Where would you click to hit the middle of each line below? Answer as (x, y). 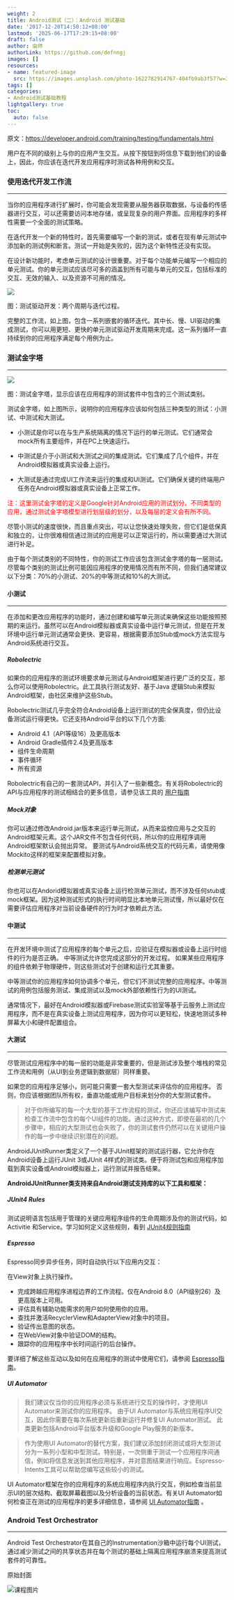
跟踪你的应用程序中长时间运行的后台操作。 (78, 1343)
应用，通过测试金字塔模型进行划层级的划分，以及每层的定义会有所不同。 (111, 512)
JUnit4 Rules (26, 1199)
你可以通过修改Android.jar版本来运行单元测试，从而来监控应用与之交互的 (111, 828)
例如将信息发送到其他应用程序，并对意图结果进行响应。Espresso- (131, 1460)
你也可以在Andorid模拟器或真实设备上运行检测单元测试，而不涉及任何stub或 (117, 891)
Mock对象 (22, 809)
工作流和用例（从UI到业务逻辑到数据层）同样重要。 (81, 1071)
